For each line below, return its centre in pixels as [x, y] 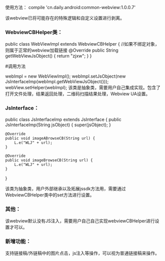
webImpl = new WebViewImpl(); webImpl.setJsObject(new [66, 76]
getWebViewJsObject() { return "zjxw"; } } [48, 56]
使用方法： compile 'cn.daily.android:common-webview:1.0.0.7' [70, 7]
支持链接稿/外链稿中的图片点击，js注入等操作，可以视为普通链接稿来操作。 [82, 253]
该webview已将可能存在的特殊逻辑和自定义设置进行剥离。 [65, 18]
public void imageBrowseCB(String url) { [49, 160]
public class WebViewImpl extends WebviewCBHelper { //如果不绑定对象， [82, 44]
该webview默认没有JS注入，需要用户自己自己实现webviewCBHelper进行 [80, 221]
